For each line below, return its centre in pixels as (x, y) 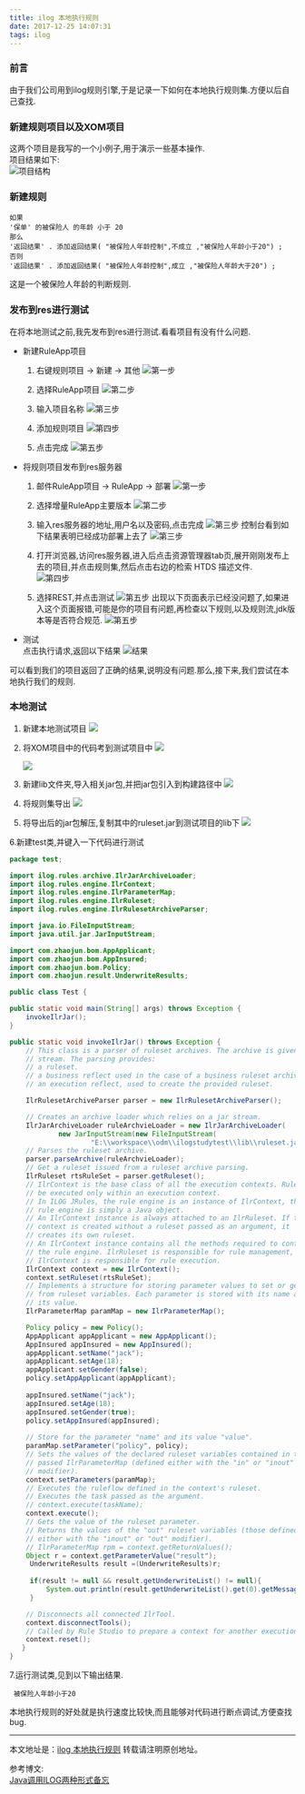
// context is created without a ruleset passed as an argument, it (158, 1227)
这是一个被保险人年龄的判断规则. (70, 284)
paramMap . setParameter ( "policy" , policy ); (107, 1446)
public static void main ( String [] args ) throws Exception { (126, 1009)
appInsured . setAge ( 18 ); (71, 1403)
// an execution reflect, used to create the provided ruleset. (150, 1085)
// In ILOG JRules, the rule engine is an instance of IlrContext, (156, 1201)
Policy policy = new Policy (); (85, 1327)
